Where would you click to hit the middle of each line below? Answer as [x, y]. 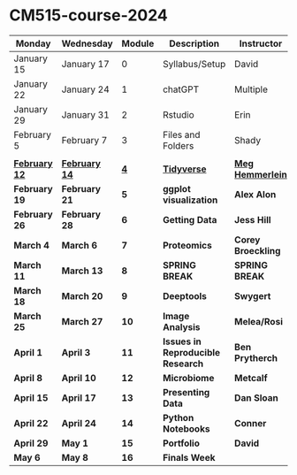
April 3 [76, 352]
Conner [250, 423]
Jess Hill [252, 219]
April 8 [28, 378]
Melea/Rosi [258, 321]
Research [183, 364]
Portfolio [181, 443]
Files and [181, 134]
